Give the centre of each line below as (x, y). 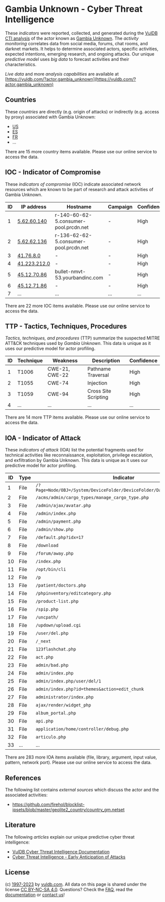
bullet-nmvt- (70, 271)
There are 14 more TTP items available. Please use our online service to (78, 417)
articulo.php (51, 737)
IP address (34, 206)
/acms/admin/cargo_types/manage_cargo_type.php (92, 498)
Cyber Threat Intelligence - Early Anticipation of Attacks (69, 857)
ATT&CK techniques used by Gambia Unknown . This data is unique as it (78, 343)
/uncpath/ (47, 617)
